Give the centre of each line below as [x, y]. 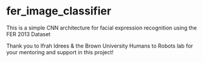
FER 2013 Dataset [28, 34]
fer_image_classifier [59, 11]
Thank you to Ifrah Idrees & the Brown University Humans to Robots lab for [100, 46]
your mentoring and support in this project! [60, 52]
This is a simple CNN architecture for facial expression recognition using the [102, 28]
